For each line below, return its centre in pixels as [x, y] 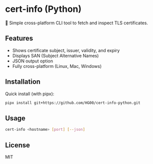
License [18, 145]
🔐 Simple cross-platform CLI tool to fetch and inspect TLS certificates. [77, 23]
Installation [23, 82]
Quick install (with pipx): [30, 94]
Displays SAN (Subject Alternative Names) [55, 55]
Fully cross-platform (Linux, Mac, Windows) [57, 66]
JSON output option [33, 61]
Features [19, 38]
